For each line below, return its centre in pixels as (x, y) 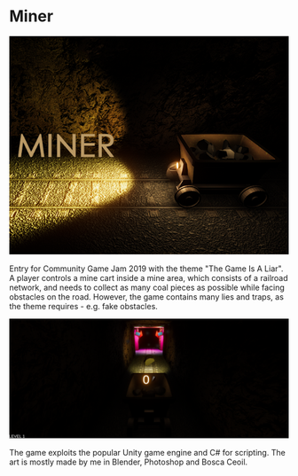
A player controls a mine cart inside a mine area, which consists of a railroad (149, 277)
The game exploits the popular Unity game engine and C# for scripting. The (147, 453)
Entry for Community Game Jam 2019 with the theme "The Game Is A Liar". (146, 269)
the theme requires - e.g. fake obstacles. (83, 306)
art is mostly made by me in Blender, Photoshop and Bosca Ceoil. (129, 462)
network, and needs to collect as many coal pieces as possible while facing (147, 287)
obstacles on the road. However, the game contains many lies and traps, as (146, 297)
